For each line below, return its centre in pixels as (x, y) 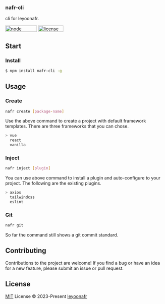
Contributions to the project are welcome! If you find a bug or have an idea (83, 263)
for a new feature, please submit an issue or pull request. (64, 268)
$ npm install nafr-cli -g (34, 71)
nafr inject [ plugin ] (28, 168)
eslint (17, 202)
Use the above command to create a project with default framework (76, 121)
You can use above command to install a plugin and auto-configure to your (83, 178)
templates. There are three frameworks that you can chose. (67, 126)
